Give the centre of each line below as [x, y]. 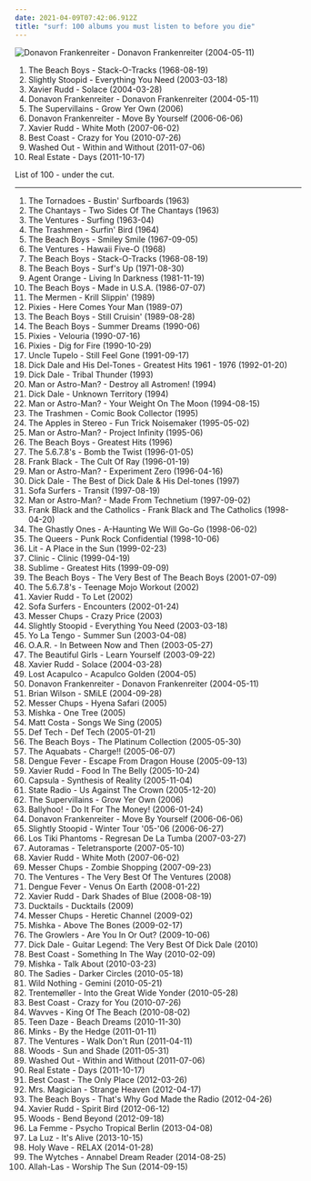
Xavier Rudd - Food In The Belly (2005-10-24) [114, 770]
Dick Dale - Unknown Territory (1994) [98, 394]
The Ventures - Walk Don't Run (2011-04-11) [110, 1041]
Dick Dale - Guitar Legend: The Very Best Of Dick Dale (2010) [143, 944]
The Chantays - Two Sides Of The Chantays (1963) [124, 210]
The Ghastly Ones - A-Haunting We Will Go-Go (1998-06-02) [142, 529]
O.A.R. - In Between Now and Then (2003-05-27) [120, 645]
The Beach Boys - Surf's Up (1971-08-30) [106, 268]
